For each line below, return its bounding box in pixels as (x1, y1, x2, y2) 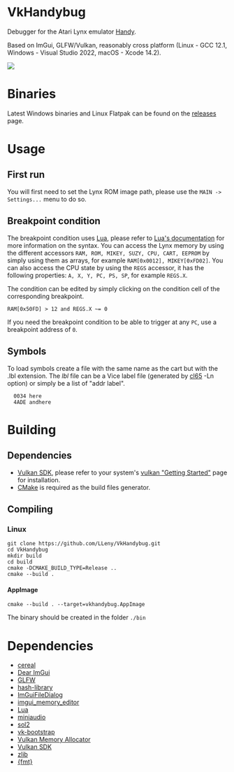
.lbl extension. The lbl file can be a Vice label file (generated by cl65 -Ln (7, 372, 214, 380)
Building (7, 421, 57, 437)
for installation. (17, 475, 61, 484)
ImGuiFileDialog (17, 691, 63, 699)
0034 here (13, 393, 42, 400)
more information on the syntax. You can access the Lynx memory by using (7, 241, 225, 249)
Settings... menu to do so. (7, 195, 87, 203)
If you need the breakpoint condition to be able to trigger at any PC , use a (7, 318, 217, 326)
